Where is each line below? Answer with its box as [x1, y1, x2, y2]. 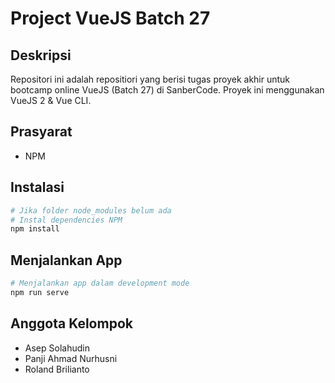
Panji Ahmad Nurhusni [24, 352, 118, 364]
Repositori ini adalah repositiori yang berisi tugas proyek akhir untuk [10, 73, 291, 85]
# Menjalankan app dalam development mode [10, 278, 190, 289]
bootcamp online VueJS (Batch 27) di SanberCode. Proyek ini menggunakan [10, 84, 325, 96]
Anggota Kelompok [10, 315, 133, 332]
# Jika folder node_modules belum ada [10, 205, 172, 216]
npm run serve [10, 287, 70, 297]
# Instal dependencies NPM [10, 215, 123, 225]
